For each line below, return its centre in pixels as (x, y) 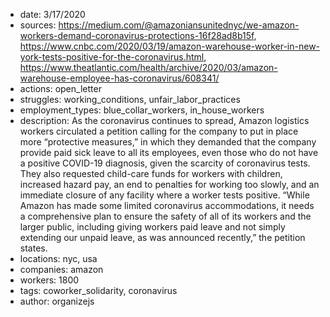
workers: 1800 (49, 280)
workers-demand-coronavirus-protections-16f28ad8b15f (137, 35)
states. (33, 248)
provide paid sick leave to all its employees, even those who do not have (169, 152)
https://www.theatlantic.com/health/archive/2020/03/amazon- (148, 67)
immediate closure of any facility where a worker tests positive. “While (164, 195)
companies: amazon (61, 269)
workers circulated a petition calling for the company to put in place (159, 131)
